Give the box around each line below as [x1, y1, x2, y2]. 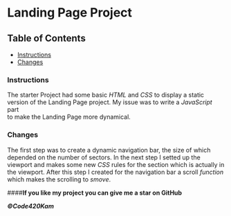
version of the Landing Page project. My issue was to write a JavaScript [7, 98, 212, 106]
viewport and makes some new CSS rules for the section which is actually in [7, 160, 225, 168]
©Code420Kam [7, 202, 54, 210]
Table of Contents [7, 32, 86, 44]
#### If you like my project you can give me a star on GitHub [7, 188, 182, 197]
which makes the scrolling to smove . [7, 175, 111, 184]
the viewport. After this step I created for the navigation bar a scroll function [7, 168, 223, 176]
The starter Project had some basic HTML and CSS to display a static [7, 91, 205, 99]
